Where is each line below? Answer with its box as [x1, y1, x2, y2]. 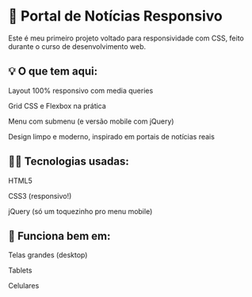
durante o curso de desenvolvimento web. [8, 41, 147, 51]
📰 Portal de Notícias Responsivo [8, 7, 223, 25]
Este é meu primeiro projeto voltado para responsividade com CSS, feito [8, 33, 244, 43]
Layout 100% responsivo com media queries [8, 86, 154, 95]
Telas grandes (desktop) [8, 250, 88, 260]
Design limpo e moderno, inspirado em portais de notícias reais [8, 131, 216, 141]
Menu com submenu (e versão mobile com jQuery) [8, 116, 174, 126]
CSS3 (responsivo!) [8, 191, 72, 200]
